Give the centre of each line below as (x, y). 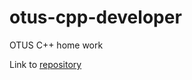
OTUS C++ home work (56, 45)
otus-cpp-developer (95, 17)
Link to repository (45, 64)
